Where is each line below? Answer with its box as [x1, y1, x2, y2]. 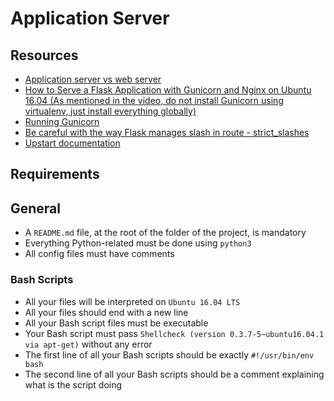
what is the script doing [24, 378, 123, 391]
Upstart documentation [24, 137, 121, 149]
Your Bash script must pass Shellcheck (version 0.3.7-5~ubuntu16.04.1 [24, 327, 325, 339]
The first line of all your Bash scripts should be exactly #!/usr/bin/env [24, 348, 315, 361]
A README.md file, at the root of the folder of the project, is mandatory [24, 227, 307, 239]
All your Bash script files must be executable [24, 317, 209, 329]
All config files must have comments [24, 248, 175, 260]
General [10, 200, 62, 217]
